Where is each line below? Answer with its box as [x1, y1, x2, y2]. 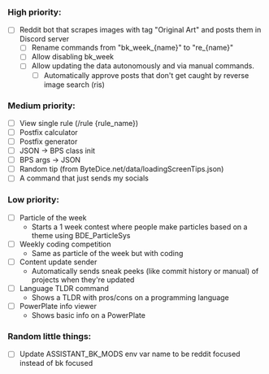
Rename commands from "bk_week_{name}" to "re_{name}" [31, 43, 234, 53]
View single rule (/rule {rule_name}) [19, 118, 139, 128]
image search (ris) [43, 80, 105, 89]
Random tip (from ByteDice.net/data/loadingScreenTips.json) [19, 164, 224, 174]
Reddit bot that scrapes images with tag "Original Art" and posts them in [19, 25, 262, 35]
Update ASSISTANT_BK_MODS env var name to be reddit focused [19, 349, 241, 359]
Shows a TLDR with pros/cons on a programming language [31, 292, 229, 302]
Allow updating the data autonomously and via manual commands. [31, 61, 255, 71]
